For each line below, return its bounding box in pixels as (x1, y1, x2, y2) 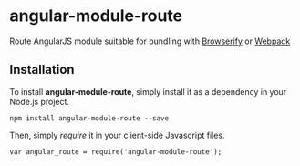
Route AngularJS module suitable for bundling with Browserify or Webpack (9, 36, 291, 47)
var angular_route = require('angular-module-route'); (9, 147, 222, 156)
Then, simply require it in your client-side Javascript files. (9, 130, 225, 140)
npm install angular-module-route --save (9, 113, 170, 123)
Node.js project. (9, 96, 70, 107)
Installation (9, 62, 75, 78)
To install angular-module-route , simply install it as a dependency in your (9, 86, 287, 97)
